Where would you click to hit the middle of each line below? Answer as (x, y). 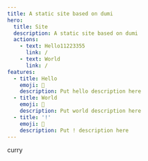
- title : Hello (35, 78)
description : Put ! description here (74, 130)
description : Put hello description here (80, 91)
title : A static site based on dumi (60, 14)
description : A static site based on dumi (76, 33)
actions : (26, 40)
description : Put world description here (80, 111)
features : (22, 72)
